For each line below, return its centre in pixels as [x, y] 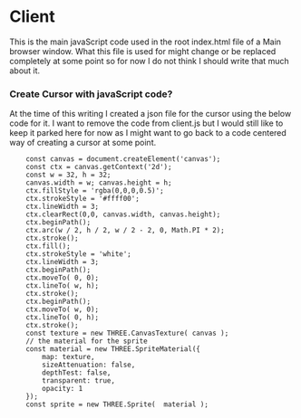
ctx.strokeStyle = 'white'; [78, 254]
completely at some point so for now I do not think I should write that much [149, 61]
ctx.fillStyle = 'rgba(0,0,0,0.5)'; [95, 191]
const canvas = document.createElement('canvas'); [123, 159]
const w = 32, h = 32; [68, 175]
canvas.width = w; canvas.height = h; [99, 183]
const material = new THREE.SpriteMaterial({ [113, 349]
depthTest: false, [77, 373]
